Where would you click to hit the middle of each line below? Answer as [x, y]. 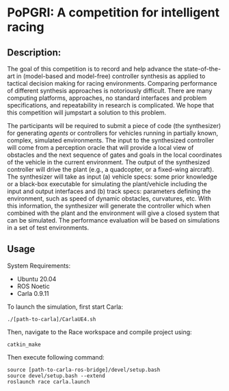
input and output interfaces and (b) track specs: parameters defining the [109, 191]
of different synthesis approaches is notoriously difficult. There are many [110, 91]
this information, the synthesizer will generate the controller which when [109, 206]
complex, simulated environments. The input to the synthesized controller [111, 140]
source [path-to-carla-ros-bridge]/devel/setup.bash [84, 370]
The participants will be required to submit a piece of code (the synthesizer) [114, 126]
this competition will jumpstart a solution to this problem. [87, 112]
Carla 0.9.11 [33, 293]
